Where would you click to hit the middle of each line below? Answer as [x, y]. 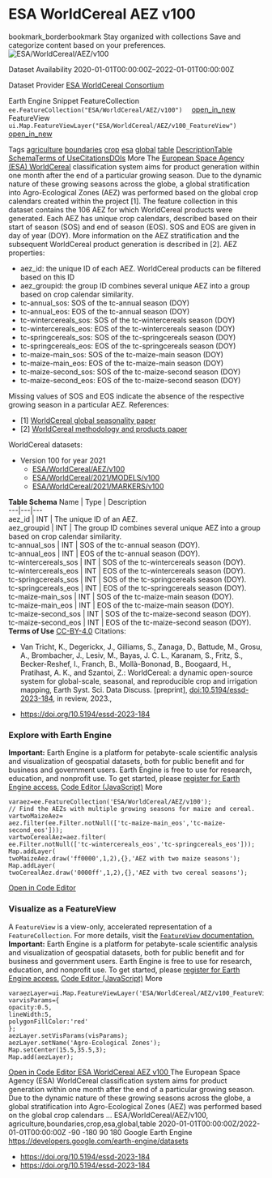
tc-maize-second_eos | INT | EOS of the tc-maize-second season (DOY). [130, 622]
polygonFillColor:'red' [49, 1022]
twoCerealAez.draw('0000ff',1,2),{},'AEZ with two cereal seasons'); [128, 873]
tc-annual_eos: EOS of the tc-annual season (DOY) [105, 311]
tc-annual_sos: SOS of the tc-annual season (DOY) [105, 303]
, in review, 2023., [82, 698]
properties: [27, 253]
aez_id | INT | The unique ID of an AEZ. [73, 519]
